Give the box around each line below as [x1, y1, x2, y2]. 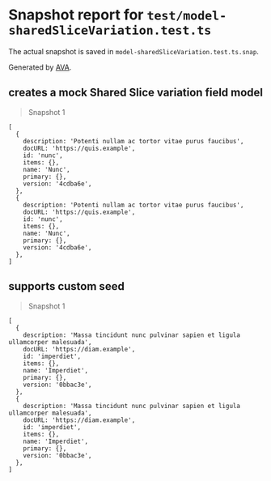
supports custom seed [8, 279, 125, 293]
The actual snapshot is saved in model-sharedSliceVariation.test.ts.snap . [8, 46, 259, 56]
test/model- [146, 8, 227, 23]
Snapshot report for [8, 6, 144, 24]
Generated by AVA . [8, 62, 72, 72]
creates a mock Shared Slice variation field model [8, 86, 264, 100]
